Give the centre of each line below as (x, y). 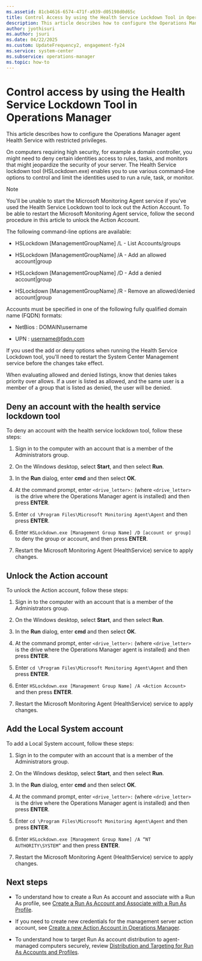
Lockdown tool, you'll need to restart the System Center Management (92, 357)
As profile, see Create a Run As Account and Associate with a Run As (101, 903)
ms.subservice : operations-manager (51, 57)
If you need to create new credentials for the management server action (104, 921)
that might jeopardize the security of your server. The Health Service (91, 165)
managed (27, 945)
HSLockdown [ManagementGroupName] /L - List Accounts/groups (98, 244)
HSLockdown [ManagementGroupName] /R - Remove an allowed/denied (105, 291)
